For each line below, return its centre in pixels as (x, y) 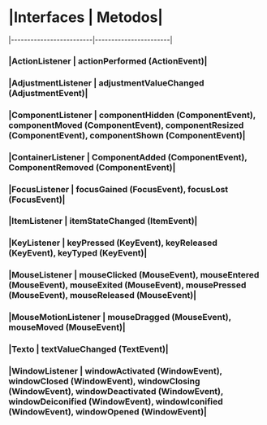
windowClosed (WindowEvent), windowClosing (104, 381)
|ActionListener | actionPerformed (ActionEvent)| (108, 61)
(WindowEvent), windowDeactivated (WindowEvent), (116, 392)
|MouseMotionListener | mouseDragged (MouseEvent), (120, 318)
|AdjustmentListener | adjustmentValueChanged (106, 83)
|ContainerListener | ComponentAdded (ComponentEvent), (128, 157)
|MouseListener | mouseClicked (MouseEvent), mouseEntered (134, 275)
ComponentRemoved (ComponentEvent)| (92, 167)
